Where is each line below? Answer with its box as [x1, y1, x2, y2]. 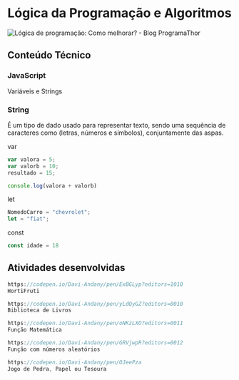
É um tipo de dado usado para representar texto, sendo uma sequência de [7, 120, 226, 129]
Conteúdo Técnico [7, 49, 91, 61]
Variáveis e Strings [7, 87, 63, 96]
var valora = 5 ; [7, 155, 56, 163]
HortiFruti [7, 287, 40, 294]
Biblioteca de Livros [7, 307, 72, 314]
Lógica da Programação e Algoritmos [7, 5, 232, 21]
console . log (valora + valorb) [7, 182, 98, 190]
